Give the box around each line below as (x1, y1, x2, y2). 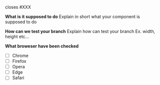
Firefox (12, 58, 27, 64)
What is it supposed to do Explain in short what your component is (5, 14, 140, 19)
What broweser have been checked (5, 43, 79, 49)
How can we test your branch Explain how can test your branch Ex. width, (5, 28, 156, 34)
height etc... (5, 34, 29, 39)
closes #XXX (5, 4, 31, 10)
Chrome (12, 53, 29, 58)
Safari (12, 75, 24, 81)
